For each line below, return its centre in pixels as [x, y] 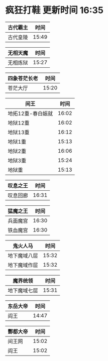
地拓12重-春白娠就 [30, 113]
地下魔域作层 [23, 265]
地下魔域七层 [23, 290]
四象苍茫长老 [23, 78]
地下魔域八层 [23, 256]
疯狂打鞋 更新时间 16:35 [55, 10]
